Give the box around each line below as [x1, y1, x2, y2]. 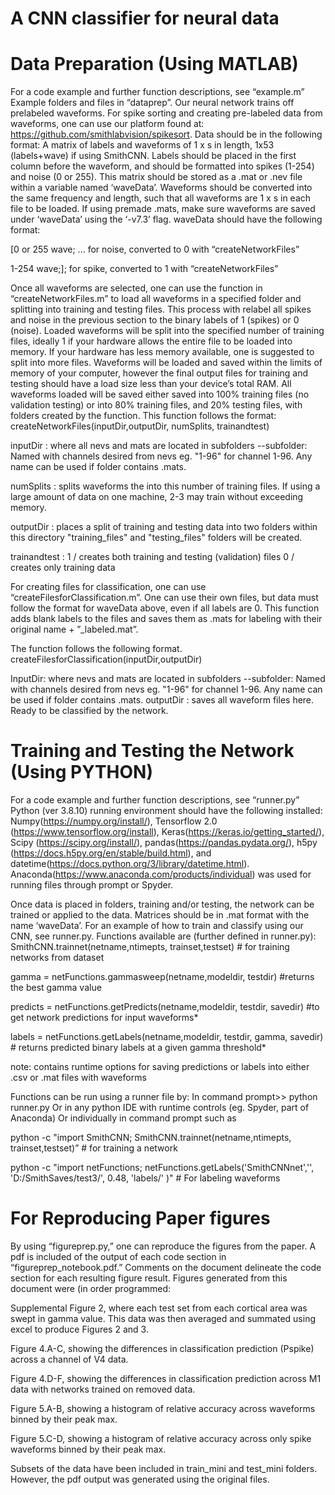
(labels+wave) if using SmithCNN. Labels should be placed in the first [10, 150, 297, 162]
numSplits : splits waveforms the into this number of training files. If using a [10, 480, 321, 492]
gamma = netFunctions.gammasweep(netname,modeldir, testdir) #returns [10, 971, 315, 983]
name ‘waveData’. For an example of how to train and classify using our [10, 920, 304, 932]
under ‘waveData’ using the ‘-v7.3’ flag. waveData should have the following [10, 213, 323, 226]
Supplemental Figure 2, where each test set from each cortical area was [10, 1302, 308, 1314]
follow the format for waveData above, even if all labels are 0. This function [10, 602, 320, 614]
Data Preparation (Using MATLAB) [10, 53, 299, 76]
